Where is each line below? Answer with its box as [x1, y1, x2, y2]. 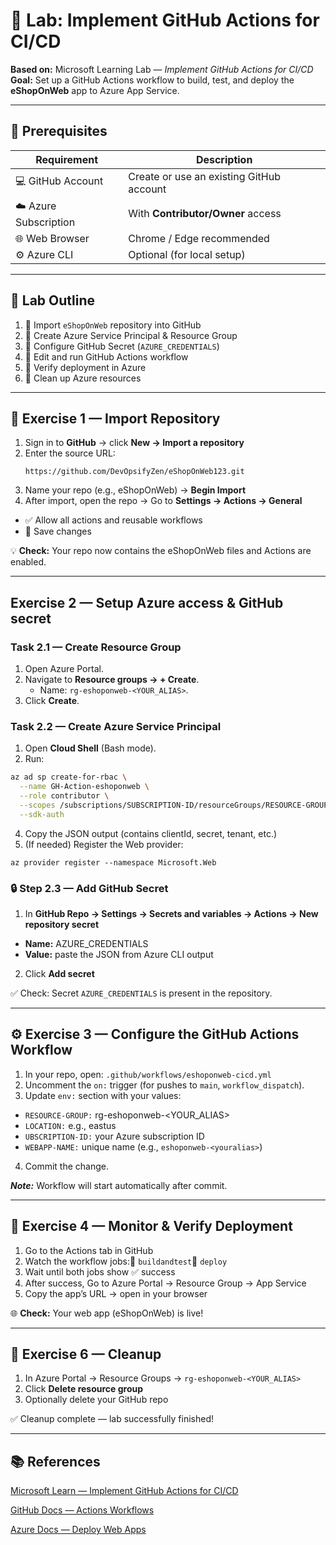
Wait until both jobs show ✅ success [24, 1265, 176, 1278]
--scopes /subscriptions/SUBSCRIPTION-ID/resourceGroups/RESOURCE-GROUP [19, 800, 329, 810]
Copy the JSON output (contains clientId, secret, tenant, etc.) [24, 827, 278, 839]
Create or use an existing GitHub [128, 169, 281, 183]
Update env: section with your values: [24, 1089, 182, 1101]
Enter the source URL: [24, 447, 116, 459]
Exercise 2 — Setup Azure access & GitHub [10, 594, 284, 611]
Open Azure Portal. [24, 663, 104, 675]
